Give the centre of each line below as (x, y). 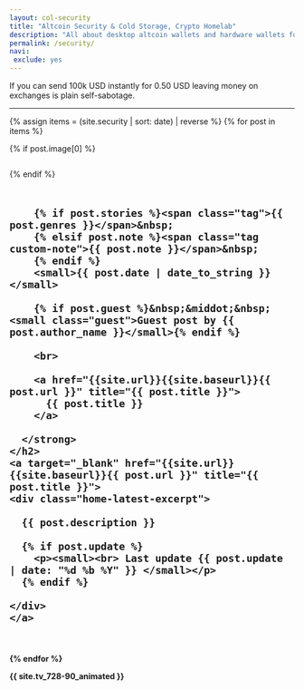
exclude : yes (38, 60)
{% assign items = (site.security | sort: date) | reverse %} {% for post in (142, 121)
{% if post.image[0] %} (53, 149)
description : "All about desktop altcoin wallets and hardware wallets (147, 34)
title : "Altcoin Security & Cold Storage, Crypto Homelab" (123, 26)
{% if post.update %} (82, 547)
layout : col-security (50, 18)
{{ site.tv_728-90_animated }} (67, 675)
